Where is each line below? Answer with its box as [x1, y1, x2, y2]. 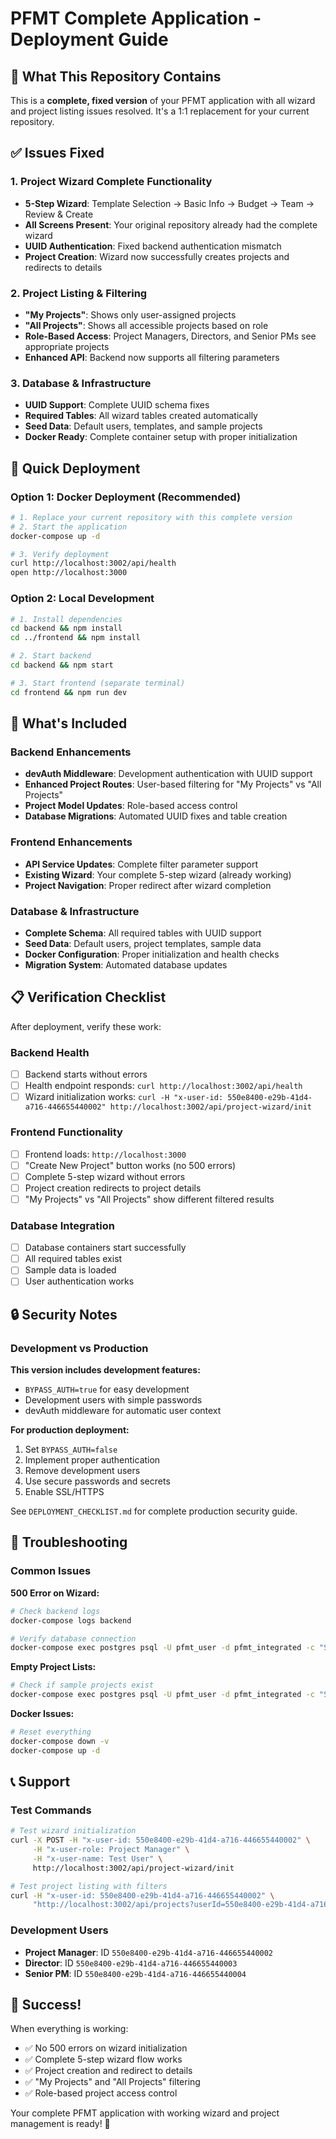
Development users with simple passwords [24, 1394, 203, 1406]
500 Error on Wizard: [10, 1587, 100, 1599]
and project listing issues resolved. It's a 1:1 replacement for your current [10, 105, 310, 117]
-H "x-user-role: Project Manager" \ [32, 1845, 190, 1855]
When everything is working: [10, 2023, 129, 2035]
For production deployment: [10, 1424, 130, 1436]
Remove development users [24, 1465, 141, 1477]
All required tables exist [24, 1253, 123, 1265]
